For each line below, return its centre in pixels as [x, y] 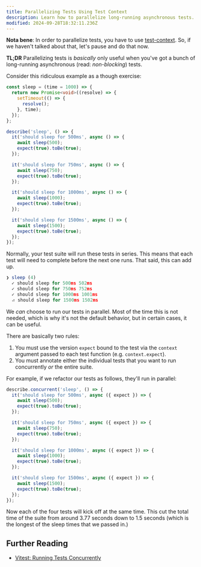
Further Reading [37, 543]
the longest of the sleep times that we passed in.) [67, 524]
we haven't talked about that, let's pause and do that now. [78, 46]
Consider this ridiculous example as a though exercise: [74, 76]
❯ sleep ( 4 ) [21, 278]
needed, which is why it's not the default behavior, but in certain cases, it [97, 318]
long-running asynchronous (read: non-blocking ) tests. [74, 64]
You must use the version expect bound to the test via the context [96, 348]
